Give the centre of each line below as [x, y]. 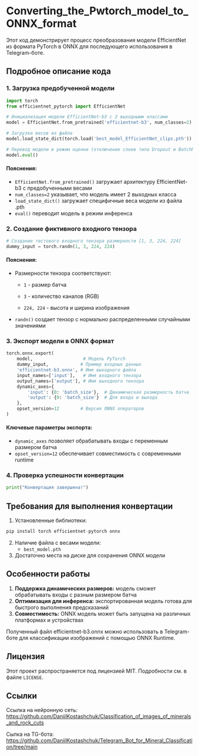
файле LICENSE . [25, 677]
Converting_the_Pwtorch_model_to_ [97, 11]
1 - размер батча [45, 285]
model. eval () [22, 155]
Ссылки [22, 696]
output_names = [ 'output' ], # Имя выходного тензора [81, 381]
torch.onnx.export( [30, 353]
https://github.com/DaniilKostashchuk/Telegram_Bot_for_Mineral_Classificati [99, 741]
